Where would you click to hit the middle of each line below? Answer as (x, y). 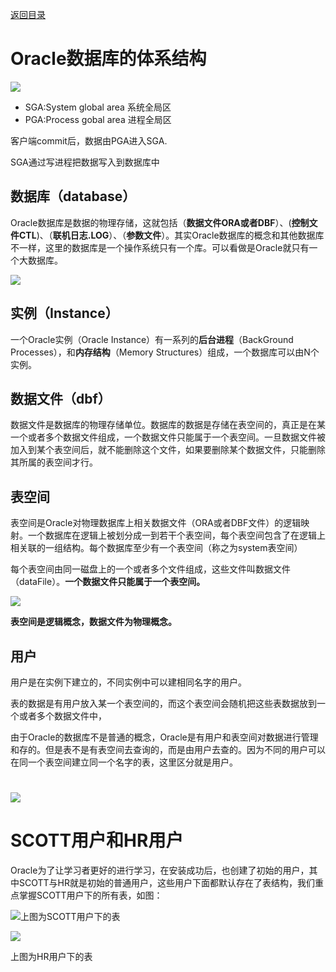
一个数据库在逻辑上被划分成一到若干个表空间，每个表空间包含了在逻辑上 (176, 535)
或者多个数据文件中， (62, 716)
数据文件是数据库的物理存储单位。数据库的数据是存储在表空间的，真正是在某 (168, 425)
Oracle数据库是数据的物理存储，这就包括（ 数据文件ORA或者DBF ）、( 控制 (160, 222)
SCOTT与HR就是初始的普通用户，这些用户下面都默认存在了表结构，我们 (166, 883)
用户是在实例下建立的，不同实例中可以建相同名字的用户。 (128, 682)
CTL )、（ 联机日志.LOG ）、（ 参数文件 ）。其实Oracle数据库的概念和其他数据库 (171, 235)
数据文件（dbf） (61, 398)
